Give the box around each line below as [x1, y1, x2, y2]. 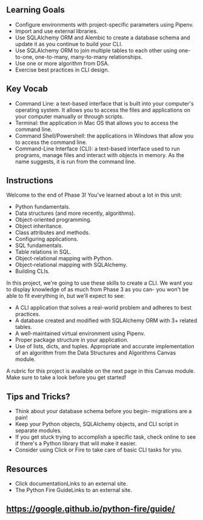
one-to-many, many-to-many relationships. [35, 53, 143, 60]
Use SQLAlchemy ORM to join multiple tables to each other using [15, 47, 178, 54]
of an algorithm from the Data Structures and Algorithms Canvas [15, 349, 176, 357]
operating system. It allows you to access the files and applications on [15, 106, 191, 113]
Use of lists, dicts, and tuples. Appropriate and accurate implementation [15, 343, 195, 350]
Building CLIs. [15, 268, 50, 275]
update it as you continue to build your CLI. [15, 40, 123, 47]
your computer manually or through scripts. [15, 112, 124, 120]
